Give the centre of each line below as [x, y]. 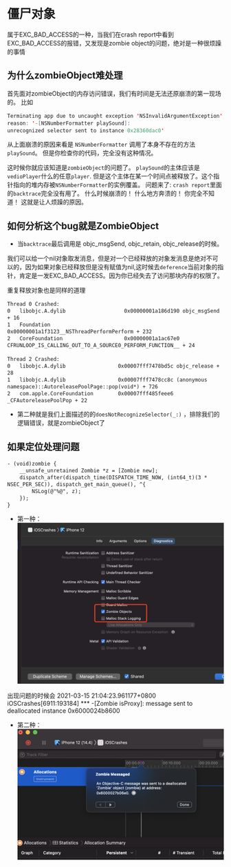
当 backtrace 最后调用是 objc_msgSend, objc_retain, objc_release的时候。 [120, 244]
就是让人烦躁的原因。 [57, 202]
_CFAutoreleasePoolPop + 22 [47, 401]
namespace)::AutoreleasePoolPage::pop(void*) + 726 [82, 387]
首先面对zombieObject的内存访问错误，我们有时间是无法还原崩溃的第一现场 [114, 93]
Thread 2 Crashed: [33, 359]
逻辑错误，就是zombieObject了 [61, 423]
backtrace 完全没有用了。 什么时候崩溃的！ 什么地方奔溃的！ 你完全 [108, 194]
